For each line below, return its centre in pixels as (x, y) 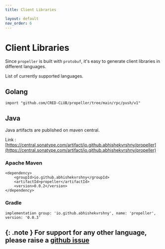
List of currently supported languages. (44, 76)
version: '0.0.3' (23, 217)
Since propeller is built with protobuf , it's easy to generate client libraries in (82, 61)
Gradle (13, 203)
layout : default (22, 19)
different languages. (26, 67)
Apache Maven (24, 163)
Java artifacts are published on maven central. (53, 130)
